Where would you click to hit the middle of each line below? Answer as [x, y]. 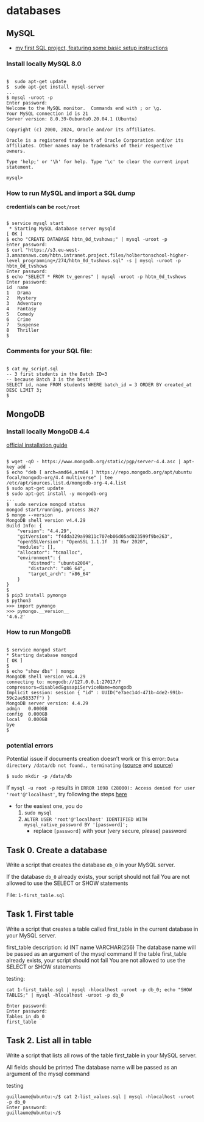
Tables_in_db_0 [26, 1016]
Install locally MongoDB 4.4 [48, 431]
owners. [16, 151]
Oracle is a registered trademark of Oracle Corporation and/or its [95, 141]
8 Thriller [23, 330]
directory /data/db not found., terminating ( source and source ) [90, 765]
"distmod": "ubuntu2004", [61, 563]
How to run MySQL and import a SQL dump [71, 193]
